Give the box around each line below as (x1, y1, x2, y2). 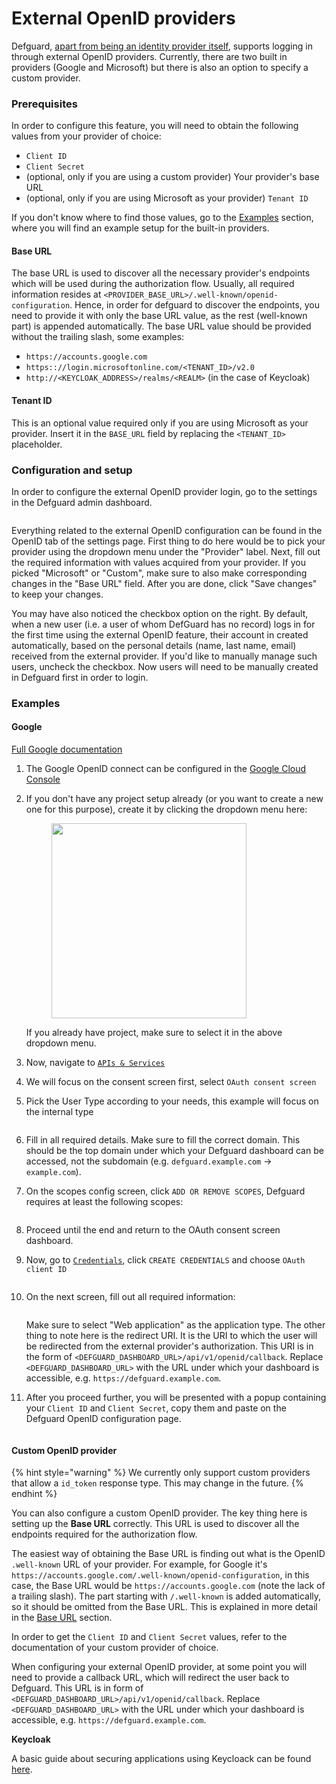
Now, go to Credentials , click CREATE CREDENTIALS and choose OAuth (25, 1254, 306, 1266)
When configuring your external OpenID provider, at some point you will (11, 1661, 308, 1673)
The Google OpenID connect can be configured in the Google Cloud (25, 763, 307, 775)
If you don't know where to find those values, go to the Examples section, (11, 212, 314, 224)
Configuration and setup (11, 463, 133, 477)
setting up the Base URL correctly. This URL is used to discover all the (11, 1518, 300, 1530)
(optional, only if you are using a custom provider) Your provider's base (25, 171, 320, 183)
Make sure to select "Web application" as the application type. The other (25, 1319, 326, 1331)
